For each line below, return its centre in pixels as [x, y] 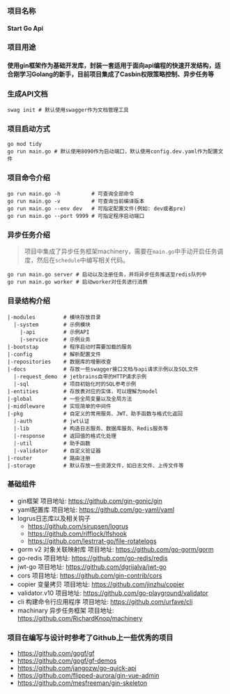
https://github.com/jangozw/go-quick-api [77, 668]
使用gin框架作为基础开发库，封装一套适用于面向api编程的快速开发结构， [111, 66]
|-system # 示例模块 [52, 325]
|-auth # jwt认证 [52, 421]
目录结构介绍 [29, 301]
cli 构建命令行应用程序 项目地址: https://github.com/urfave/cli [105, 601]
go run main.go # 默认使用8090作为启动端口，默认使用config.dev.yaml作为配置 [113, 152]
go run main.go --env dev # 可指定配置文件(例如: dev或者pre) [97, 208]
